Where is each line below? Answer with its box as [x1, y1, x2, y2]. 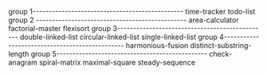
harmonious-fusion [125, 41, 189, 50]
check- [208, 49, 233, 58]
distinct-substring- [190, 41, 252, 50]
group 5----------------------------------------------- [30, 49, 207, 58]
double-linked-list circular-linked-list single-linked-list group [19, 32, 218, 41]
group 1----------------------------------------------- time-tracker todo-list [8, 7, 256, 16]
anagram [8, 57, 37, 67]
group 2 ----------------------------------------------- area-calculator [8, 15, 239, 25]
